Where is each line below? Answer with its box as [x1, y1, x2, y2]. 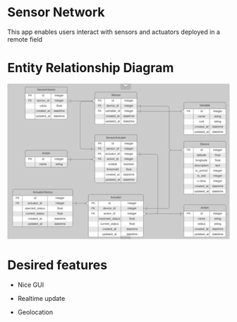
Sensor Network [7, 4, 105, 20]
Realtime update [17, 294, 66, 303]
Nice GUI [17, 280, 44, 290]
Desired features [7, 257, 108, 273]
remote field [7, 35, 43, 43]
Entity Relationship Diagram [7, 60, 174, 76]
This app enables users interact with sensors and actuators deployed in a [7, 28, 221, 36]
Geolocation [17, 308, 54, 316]
